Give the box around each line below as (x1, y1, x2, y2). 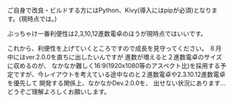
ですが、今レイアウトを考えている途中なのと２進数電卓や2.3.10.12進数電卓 (13, 70, 226, 78)
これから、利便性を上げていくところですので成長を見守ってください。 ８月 (7, 44, 222, 52)
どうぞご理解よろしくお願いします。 (7, 87, 111, 96)
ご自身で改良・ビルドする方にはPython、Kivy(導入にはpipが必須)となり (7, 6, 212, 14)
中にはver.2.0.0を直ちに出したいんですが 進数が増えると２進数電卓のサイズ (7, 53, 223, 61)
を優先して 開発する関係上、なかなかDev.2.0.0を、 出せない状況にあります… (7, 79, 226, 87)
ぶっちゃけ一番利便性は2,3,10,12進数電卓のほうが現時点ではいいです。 (7, 30, 207, 37)
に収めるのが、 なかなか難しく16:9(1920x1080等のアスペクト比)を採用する (7, 62, 220, 69)
